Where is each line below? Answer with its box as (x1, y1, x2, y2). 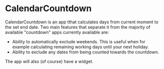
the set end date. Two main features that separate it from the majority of (5, 24, 151, 30)
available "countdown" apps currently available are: (5, 29, 109, 35)
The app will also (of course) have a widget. (5, 58, 94, 64)
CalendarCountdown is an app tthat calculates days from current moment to (5, 19, 159, 25)
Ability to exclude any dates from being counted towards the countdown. (12, 49, 159, 55)
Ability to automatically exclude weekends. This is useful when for (12, 38, 146, 44)
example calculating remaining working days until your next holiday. (12, 44, 149, 50)
